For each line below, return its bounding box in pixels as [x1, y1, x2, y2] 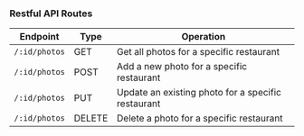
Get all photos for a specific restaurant [116, 46, 280, 59]
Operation [181, 31, 226, 43]
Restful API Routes [9, 7, 93, 20]
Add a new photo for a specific [116, 60, 247, 73]
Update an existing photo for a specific [116, 86, 282, 99]
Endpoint [19, 31, 60, 43]
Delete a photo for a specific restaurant [116, 112, 283, 124]
